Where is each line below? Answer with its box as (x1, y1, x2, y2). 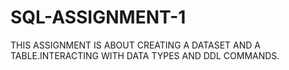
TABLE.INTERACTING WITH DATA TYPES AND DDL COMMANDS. (10, 49, 280, 61)
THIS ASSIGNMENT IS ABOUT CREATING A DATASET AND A (10, 39, 262, 51)
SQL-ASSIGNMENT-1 (10, 6, 187, 29)
